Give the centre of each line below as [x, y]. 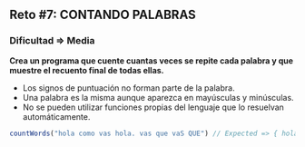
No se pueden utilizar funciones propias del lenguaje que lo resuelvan [153, 107]
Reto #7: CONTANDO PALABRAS [103, 15]
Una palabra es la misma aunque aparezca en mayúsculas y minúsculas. [158, 97]
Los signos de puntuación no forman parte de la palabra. [128, 88]
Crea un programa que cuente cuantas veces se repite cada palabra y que [151, 60]
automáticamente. [56, 116]
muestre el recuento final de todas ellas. [87, 70]
